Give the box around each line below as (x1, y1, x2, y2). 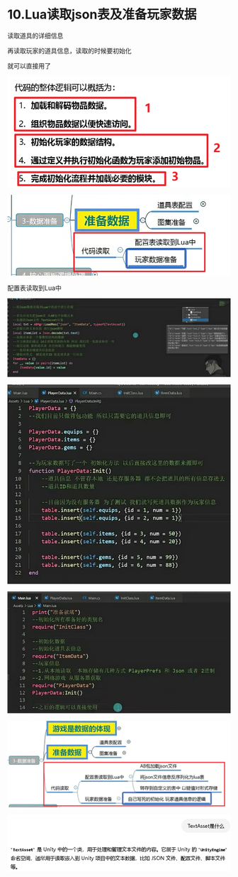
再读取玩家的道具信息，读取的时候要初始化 (7, 46, 132, 55)
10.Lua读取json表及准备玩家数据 (7, 6, 197, 23)
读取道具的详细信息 (7, 31, 64, 40)
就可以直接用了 (7, 61, 51, 70)
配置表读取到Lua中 (7, 284, 62, 292)
